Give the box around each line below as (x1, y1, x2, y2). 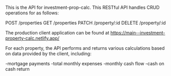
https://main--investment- (110, 30, 165, 35)
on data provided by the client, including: (5, 51, 92, 56)
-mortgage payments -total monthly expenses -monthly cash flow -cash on (5, 61, 165, 66)
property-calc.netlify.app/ (5, 35, 60, 41)
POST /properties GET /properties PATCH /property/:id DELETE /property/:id (5, 20, 166, 26)
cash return (5, 66, 30, 72)
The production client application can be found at (5, 30, 110, 35)
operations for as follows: (5, 10, 59, 16)
